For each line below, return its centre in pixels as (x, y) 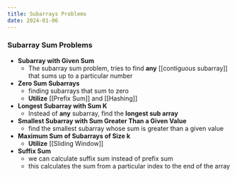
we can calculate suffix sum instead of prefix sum (100, 158)
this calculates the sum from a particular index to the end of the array (129, 166)
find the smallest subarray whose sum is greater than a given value (126, 128)
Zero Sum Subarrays (48, 83)
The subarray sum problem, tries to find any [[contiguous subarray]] (128, 68)
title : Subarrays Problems (47, 14)
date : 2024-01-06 (33, 21)
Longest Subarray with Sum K (62, 105)
